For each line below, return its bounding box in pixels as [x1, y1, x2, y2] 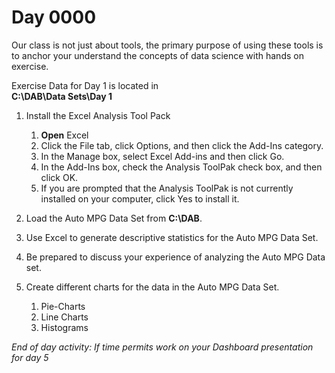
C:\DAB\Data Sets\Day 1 [11, 90, 113, 102]
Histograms [40, 321, 89, 333]
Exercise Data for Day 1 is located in [11, 79, 159, 91]
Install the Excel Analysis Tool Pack [25, 109, 171, 121]
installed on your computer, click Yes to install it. [40, 192, 240, 205]
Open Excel [40, 129, 89, 141]
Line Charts [40, 311, 89, 323]
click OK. [40, 171, 79, 183]
